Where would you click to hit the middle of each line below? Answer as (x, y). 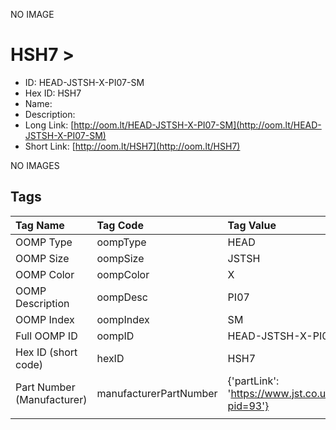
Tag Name (40, 225)
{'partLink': (253, 381)
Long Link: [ (49, 125)
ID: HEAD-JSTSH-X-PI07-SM (84, 82)
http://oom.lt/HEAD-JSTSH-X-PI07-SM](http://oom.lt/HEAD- (197, 125)
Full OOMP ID (46, 336)
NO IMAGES (35, 165)
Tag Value (252, 225)
